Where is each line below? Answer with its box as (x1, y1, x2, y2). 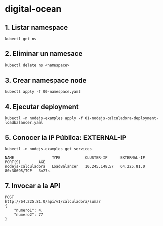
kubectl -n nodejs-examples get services (5, 147, 92, 152)
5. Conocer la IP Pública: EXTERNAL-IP (5, 134, 127, 142)
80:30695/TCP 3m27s (5, 168, 50, 174)
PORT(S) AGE (5, 160, 46, 165)
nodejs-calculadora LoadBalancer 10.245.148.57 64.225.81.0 (5, 164, 145, 169)
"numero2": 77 (14, 212, 43, 217)
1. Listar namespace (5, 23, 68, 32)
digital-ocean (5, 3, 62, 15)
